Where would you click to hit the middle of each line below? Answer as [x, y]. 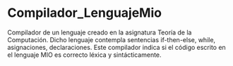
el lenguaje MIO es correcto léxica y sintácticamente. [84, 55]
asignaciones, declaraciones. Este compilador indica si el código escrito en [116, 47]
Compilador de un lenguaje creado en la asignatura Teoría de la [100, 32]
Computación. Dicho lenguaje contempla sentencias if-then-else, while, [112, 39]
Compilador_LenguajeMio [85, 13]
